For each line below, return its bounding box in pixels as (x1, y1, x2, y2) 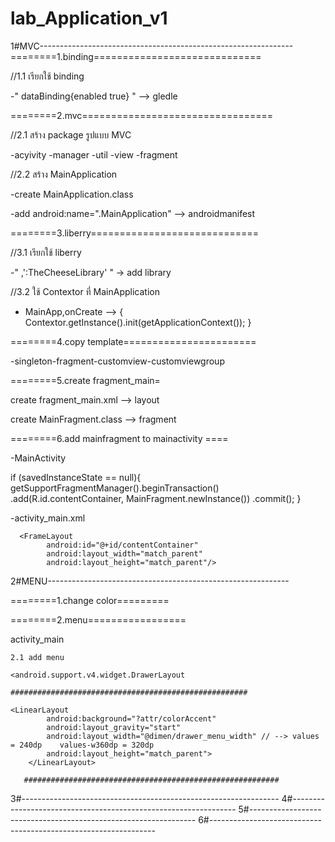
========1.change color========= (10, 594, 170, 606)
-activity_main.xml (10, 512, 86, 524)
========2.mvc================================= (10, 109, 273, 121)
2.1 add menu (10, 652, 65, 662)
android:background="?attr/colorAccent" (46, 713, 217, 724)
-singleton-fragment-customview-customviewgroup (10, 355, 225, 367)
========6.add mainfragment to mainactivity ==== (10, 432, 229, 444)
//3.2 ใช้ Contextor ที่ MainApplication (10, 285, 160, 297)
